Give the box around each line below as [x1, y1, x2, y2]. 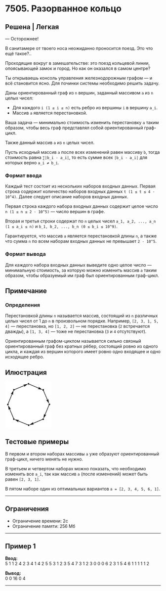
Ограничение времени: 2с [12, 518, 68, 524]
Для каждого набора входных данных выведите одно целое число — [5, 262, 152, 268]
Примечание [5, 286, 47, 295]
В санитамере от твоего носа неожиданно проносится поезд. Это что [5, 45, 153, 51]
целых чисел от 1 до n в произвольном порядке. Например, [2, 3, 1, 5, [5, 318, 159, 324]
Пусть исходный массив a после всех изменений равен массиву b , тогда [5, 149, 160, 155]
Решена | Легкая [5, 23, 59, 31]
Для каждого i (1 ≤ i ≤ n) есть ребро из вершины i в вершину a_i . [12, 105, 158, 110]
